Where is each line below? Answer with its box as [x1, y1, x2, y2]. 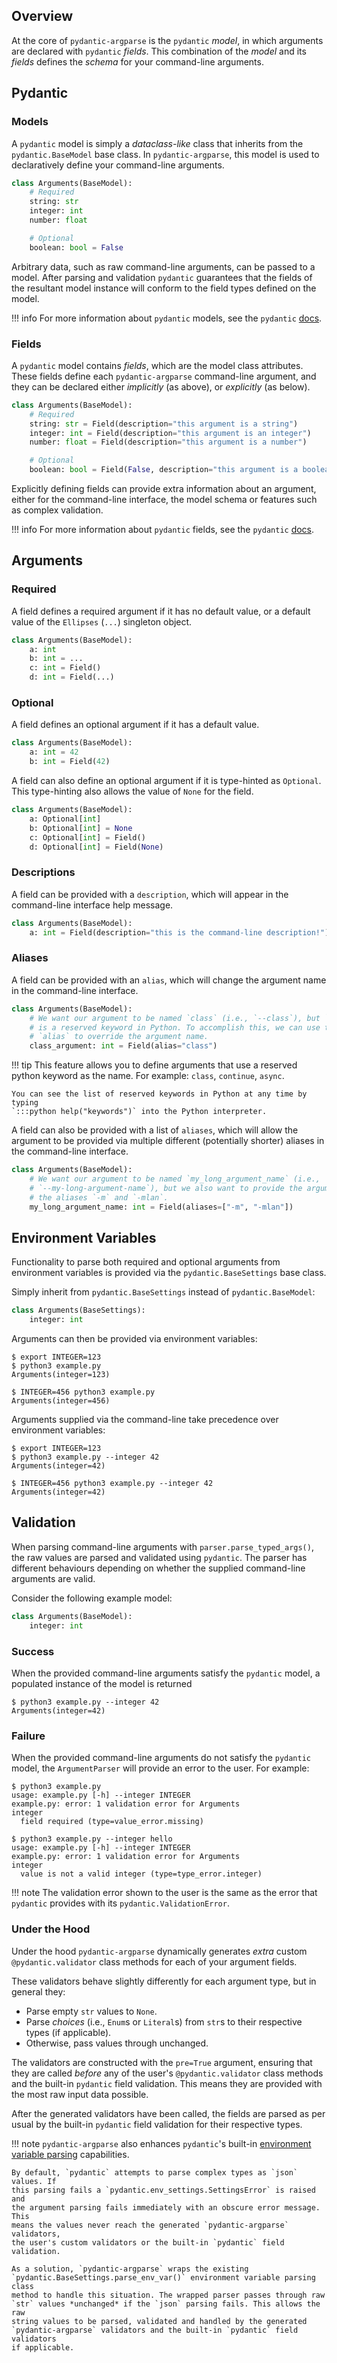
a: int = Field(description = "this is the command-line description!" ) [29, 927, 330, 938]
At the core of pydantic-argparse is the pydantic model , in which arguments [11, 34, 324, 46]
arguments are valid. [11, 1572, 96, 1584]
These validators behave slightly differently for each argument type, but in [11, 1975, 317, 1987]
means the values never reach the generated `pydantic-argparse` [11, 2220, 289, 2230]
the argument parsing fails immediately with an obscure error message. [11, 2202, 321, 2213]
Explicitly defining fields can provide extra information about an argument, [11, 483, 317, 495]
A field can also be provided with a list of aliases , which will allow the [11, 1124, 299, 1136]
